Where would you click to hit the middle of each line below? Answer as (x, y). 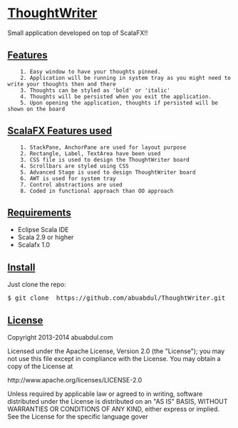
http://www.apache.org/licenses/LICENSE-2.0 (75, 380)
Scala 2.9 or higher (46, 237)
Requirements (39, 213)
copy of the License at (40, 366)
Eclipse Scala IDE (43, 230)
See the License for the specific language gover (78, 417)
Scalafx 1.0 (33, 245)
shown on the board (36, 109)
